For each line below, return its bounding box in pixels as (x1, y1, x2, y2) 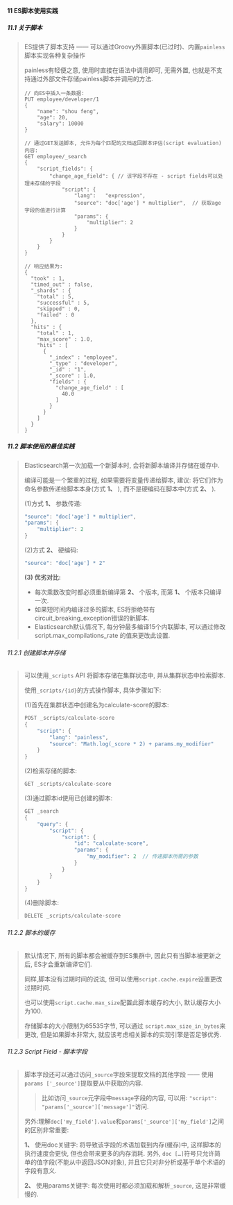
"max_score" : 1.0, (37, 335, 94, 343)
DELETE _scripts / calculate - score (24, 913, 121, 920)
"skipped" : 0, (37, 305, 81, 312)
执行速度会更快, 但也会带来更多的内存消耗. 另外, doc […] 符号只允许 (24, 1149, 215, 1157)
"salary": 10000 (37, 120, 84, 127)
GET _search (24, 808, 59, 815)
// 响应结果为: (24, 262, 63, 270)
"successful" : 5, (37, 299, 90, 306)
